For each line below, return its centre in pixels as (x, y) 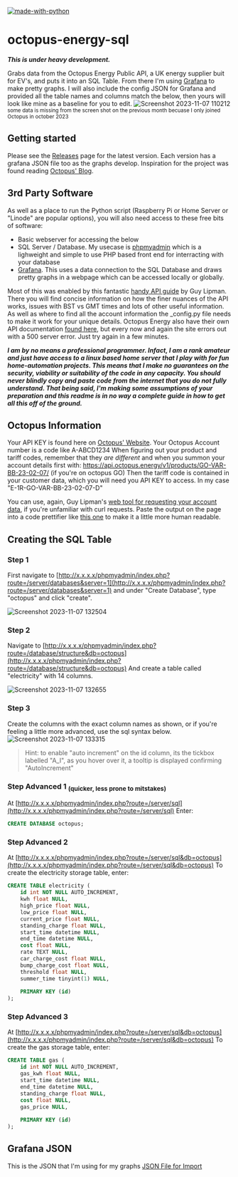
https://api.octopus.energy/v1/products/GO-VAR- (155, 465)
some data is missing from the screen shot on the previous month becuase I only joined (114, 110)
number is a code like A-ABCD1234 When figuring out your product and (112, 450)
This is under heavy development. (59, 59)
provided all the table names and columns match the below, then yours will (117, 95)
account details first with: (44, 465)
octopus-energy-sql (68, 40)
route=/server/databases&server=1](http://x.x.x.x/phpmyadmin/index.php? (117, 583)
